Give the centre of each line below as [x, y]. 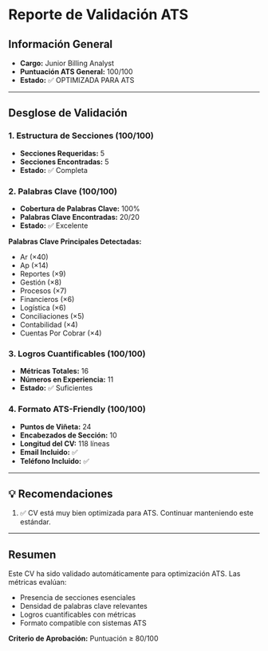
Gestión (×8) [41, 282]
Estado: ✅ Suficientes [56, 388]
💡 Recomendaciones [61, 494]
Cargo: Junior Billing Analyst [67, 63]
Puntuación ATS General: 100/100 [76, 72]
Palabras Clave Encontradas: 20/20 [79, 217]
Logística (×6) [43, 308]
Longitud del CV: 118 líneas [65, 443]
